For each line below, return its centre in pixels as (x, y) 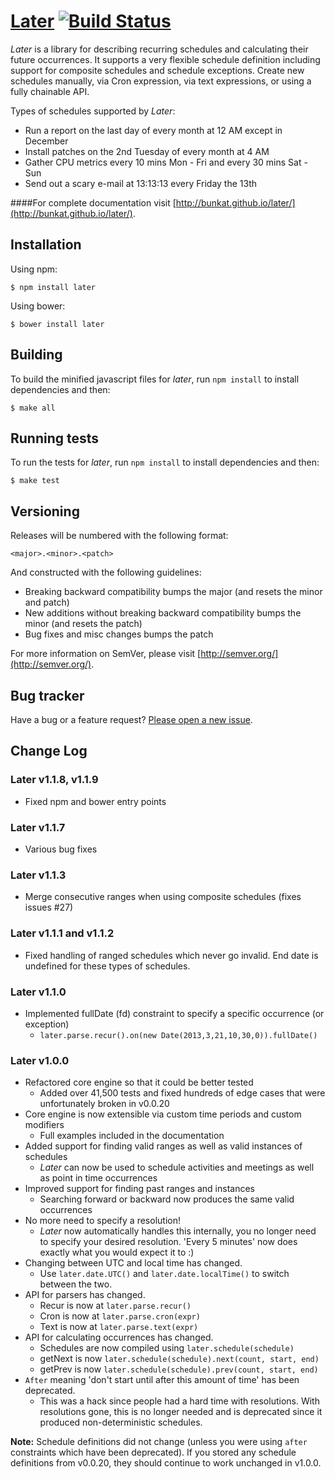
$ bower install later (57, 324)
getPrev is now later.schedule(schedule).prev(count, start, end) (179, 1369)
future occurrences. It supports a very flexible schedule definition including (165, 59)
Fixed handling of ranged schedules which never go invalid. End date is (171, 955)
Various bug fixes (61, 849)
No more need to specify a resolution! (102, 1221)
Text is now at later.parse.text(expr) (119, 1327)
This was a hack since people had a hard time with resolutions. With (179, 1401)
